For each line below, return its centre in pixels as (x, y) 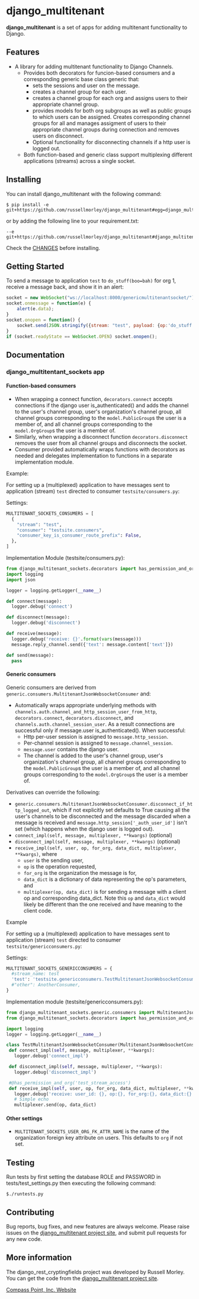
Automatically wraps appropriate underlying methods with (86, 705)
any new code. (24, 1239)
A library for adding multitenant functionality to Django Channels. (94, 66)
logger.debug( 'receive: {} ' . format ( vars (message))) (77, 639)
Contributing (30, 1212)
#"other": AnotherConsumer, (46, 985)
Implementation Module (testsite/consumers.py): (66, 558)
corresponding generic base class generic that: (81, 79)
